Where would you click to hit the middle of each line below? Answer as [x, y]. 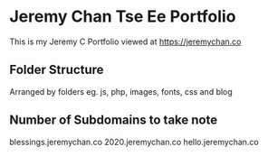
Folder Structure [57, 70]
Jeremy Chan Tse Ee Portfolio [123, 17]
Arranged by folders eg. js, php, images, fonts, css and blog [121, 91]
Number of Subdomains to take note [114, 120]
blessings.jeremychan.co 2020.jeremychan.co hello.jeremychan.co [134, 142]
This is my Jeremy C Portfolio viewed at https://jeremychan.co [125, 41]
